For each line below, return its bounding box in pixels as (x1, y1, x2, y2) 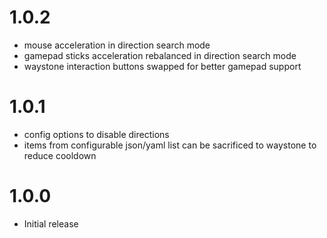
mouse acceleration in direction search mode (23, 39, 211, 51)
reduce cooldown (23, 149, 97, 161)
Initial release (23, 217, 79, 230)
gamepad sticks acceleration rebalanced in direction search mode (23, 49, 297, 61)
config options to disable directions (23, 128, 170, 140)
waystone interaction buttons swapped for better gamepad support (23, 60, 302, 72)
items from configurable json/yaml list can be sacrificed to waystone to (23, 139, 317, 151)
